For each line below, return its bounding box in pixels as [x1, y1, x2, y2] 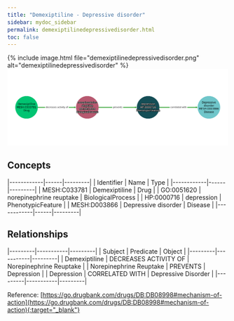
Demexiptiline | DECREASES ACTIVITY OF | [64, 254, 190, 263]
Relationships [7, 228, 69, 240]
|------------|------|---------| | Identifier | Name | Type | [7, 178, 170, 186]
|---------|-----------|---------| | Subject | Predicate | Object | [7, 247, 186, 256]
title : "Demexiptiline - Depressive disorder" [7, 11, 146, 18]
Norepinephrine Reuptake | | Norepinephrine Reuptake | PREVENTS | [7, 262, 206, 270]
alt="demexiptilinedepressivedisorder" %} [7, 61, 129, 70]
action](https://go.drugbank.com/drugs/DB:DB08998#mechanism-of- [7, 298, 209, 306]
